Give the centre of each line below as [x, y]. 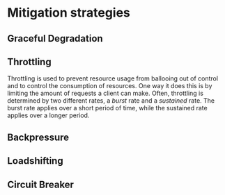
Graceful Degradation [55, 39]
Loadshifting [36, 161]
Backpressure [38, 137]
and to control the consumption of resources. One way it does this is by [110, 86]
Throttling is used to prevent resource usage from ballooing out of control [113, 78]
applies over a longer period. [48, 115]
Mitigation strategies [69, 13]
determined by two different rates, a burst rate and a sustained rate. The [111, 101]
